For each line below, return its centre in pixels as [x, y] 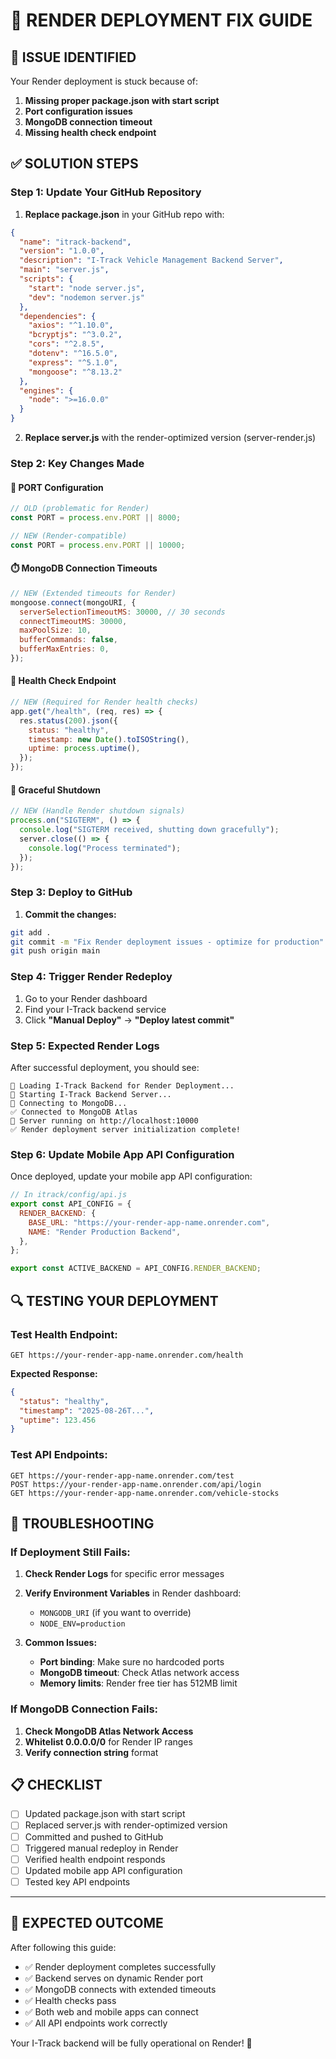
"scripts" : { [46, 279]
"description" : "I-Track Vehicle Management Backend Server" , [151, 260]
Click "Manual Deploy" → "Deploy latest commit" [129, 1020]
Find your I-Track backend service [95, 1009]
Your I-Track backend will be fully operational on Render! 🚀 [131, 2043]
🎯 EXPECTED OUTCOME [87, 1923]
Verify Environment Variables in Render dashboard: [133, 1593]
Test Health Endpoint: [64, 1334]
